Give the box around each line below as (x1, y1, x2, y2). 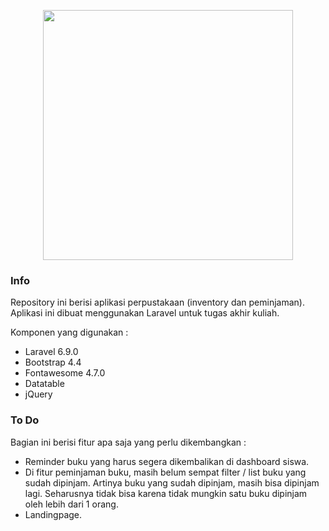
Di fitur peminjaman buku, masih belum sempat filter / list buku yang (24, 466, 307, 478)
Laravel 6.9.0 (24, 346, 79, 358)
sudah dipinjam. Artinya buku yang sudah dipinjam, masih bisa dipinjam (24, 476, 320, 489)
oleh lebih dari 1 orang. (24, 498, 119, 510)
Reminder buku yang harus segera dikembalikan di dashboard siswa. (24, 455, 310, 467)
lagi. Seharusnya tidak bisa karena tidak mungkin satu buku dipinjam (24, 487, 308, 499)
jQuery (24, 388, 53, 400)
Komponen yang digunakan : (10, 326, 129, 339)
